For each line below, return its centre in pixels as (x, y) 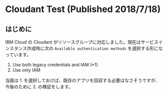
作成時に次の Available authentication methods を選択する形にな (95, 48)
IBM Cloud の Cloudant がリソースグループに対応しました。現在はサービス (82, 42)
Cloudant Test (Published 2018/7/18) (83, 9)
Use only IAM (26, 70)
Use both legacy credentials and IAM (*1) (55, 65)
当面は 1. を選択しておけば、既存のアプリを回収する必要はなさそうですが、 (82, 80)
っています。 (18, 55)
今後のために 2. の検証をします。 (39, 87)
